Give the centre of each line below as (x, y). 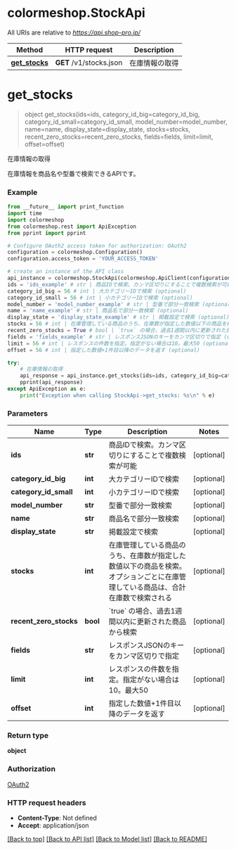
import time (25, 214)
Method (30, 49)
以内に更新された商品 (151, 622)
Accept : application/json (53, 825)
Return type (28, 735)
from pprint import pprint (47, 233)
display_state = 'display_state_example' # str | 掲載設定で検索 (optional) (118, 317)
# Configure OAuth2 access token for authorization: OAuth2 (97, 246)
